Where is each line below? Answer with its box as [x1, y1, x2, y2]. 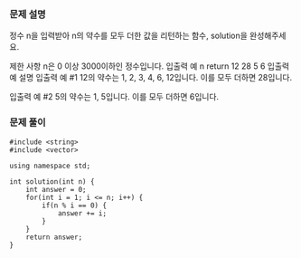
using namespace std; [9, 161, 91, 170]
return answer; [25, 233, 83, 242]
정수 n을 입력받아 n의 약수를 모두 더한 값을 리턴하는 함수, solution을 [9, 30, 249, 42]
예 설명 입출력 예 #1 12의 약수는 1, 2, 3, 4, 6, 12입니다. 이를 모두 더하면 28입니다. [9, 72, 292, 83]
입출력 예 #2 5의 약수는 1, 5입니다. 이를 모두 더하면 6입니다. [9, 91, 220, 102]
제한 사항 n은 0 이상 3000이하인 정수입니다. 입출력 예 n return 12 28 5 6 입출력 [9, 61, 290, 72]
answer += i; [57, 208, 107, 218]
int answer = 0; [25, 185, 88, 194]
